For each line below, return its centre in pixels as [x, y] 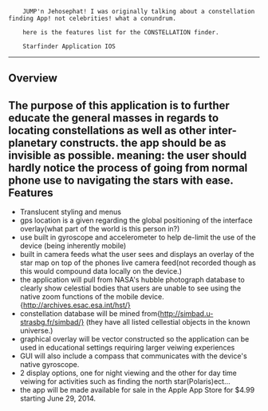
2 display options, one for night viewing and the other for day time [128, 373]
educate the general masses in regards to [114, 118]
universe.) [36, 330]
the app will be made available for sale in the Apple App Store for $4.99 [137, 390]
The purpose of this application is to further [119, 105]
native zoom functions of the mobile [79, 297]
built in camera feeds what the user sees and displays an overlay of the [137, 255]
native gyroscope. [49, 365]
